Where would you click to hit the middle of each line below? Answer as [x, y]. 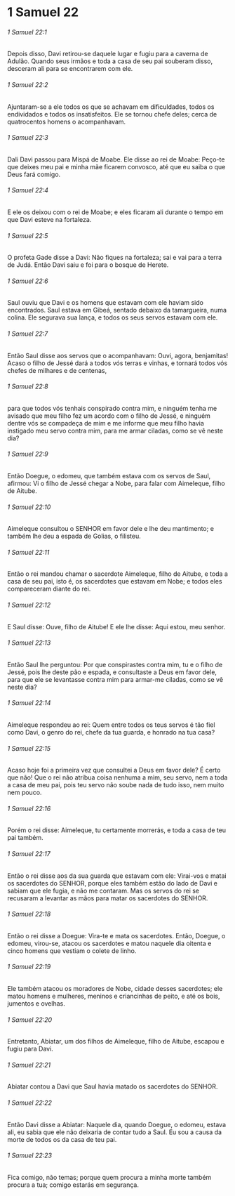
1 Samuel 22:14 [29, 703]
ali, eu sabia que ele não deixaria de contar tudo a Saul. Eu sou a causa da [115, 1132]
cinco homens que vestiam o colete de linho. [72, 951]
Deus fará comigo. [34, 174]
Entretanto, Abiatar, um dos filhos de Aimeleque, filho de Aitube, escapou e [116, 1041]
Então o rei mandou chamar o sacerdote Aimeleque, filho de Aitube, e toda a [117, 574]
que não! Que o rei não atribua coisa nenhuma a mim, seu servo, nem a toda [117, 777]
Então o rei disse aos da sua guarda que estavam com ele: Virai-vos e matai [117, 876]
